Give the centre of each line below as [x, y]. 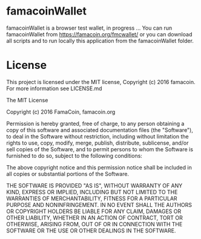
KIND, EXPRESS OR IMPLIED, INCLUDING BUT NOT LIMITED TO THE [92, 192]
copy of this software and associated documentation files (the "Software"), [100, 130]
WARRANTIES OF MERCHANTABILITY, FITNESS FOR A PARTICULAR [92, 198]
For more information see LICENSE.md [54, 88]
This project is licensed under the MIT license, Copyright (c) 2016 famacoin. [101, 82]
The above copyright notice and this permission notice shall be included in [99, 167]
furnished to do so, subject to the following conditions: [74, 156]
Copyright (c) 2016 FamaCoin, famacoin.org [61, 112]
